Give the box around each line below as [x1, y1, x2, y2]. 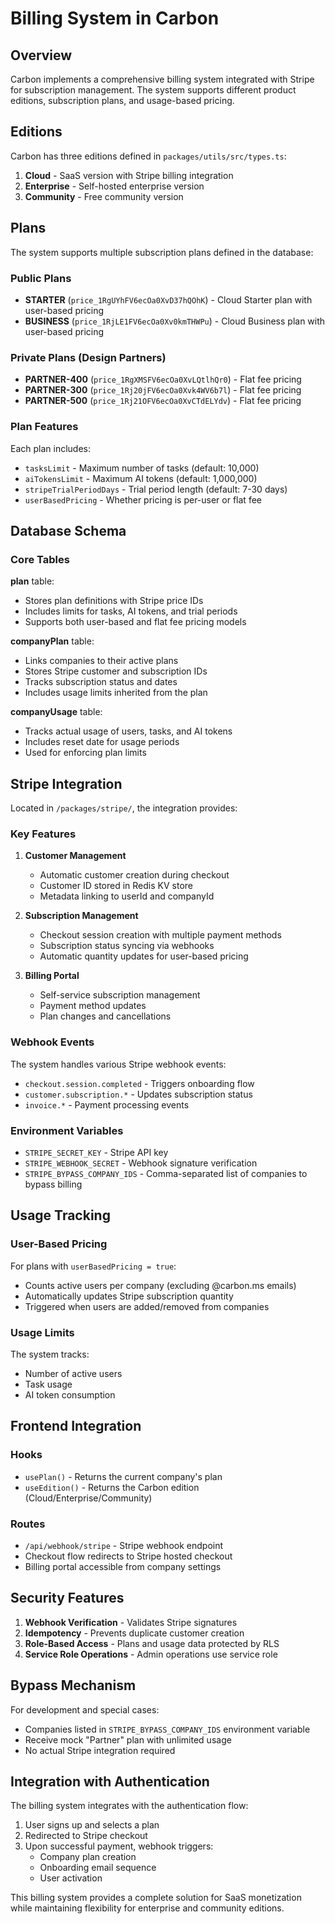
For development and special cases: [10, 1703, 160, 1716]
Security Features [10, 1590, 125, 1607]
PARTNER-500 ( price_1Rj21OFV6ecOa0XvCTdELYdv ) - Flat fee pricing [24, 395, 302, 407]
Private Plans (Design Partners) [10, 350, 167, 364]
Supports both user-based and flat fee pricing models [24, 616, 247, 628]
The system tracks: [10, 1348, 90, 1360]
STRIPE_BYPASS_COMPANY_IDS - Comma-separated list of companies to [24, 1167, 308, 1179]
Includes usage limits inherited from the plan [24, 687, 208, 699]
